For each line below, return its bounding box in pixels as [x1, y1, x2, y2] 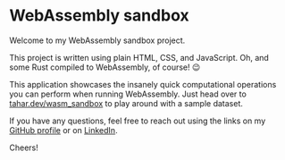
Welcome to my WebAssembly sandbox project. [9, 35, 186, 46]
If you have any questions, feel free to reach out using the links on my [9, 115, 266, 126]
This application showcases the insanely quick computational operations [9, 79, 277, 89]
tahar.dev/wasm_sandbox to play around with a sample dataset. [9, 97, 244, 108]
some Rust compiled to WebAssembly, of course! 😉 [9, 62, 201, 72]
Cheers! [9, 142, 38, 153]
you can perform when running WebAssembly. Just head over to [9, 88, 247, 99]
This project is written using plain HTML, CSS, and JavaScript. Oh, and [9, 52, 270, 63]
